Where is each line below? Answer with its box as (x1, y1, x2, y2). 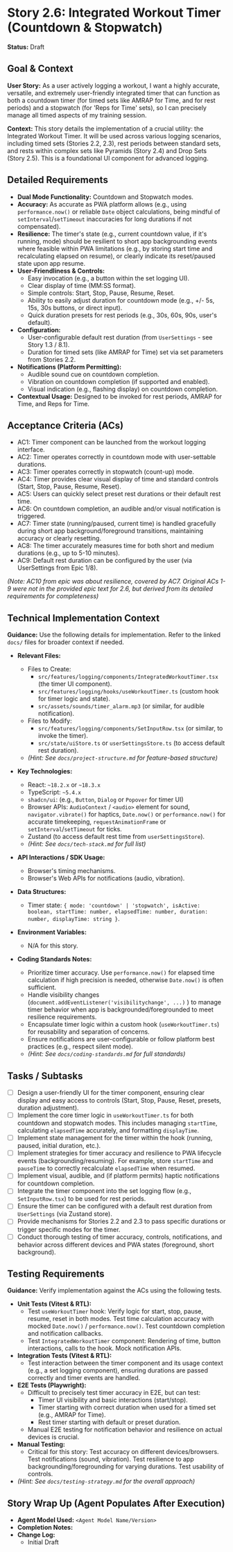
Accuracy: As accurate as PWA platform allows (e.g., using (17, 200, 187, 208)
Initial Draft (27, 1538, 59, 1546)
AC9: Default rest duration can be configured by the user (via (17, 557, 193, 565)
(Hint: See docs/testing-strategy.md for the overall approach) (17, 1477, 196, 1486)
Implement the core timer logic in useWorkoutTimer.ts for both (17, 1111, 194, 1119)
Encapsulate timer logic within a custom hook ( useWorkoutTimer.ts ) (27, 1021, 220, 1029)
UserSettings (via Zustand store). (17, 1210, 112, 1218)
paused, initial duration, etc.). (17, 1142, 101, 1150)
